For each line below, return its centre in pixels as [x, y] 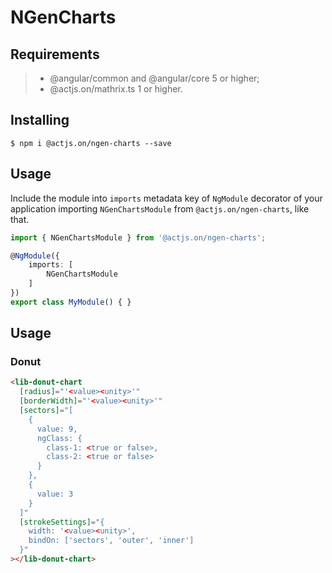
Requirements [55, 54]
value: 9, [57, 429]
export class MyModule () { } [71, 302]
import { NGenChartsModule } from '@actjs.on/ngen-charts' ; [138, 237]
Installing [40, 120]
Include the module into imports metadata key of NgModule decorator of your [166, 198]
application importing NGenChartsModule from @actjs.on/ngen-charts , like [160, 208]
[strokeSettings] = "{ [62, 522]
